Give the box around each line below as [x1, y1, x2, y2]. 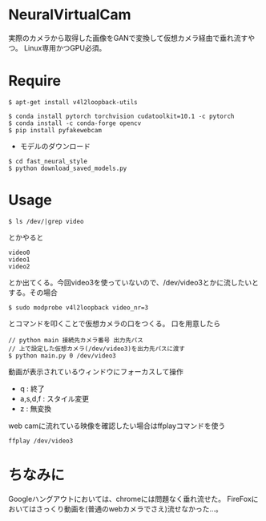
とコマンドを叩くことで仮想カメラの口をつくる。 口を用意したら [8, 318, 221, 328]
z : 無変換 [19, 403, 52, 414]
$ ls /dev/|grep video [8, 217, 84, 225]
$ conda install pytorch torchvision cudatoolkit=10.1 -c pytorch [8, 112, 235, 120]
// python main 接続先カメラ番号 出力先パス [8, 336, 144, 344]
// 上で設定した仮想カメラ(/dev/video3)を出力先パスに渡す [8, 345, 186, 353]
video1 [8, 255, 30, 264]
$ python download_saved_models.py [8, 164, 127, 172]
